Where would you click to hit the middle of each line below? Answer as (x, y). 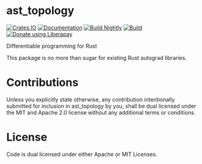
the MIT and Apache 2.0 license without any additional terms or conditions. (101, 112)
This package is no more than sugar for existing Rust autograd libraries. (96, 58)
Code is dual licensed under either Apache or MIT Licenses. (82, 154)
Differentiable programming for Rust (52, 46)
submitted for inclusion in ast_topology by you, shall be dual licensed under (101, 106)
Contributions (42, 83)
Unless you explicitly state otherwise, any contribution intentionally (91, 99)
